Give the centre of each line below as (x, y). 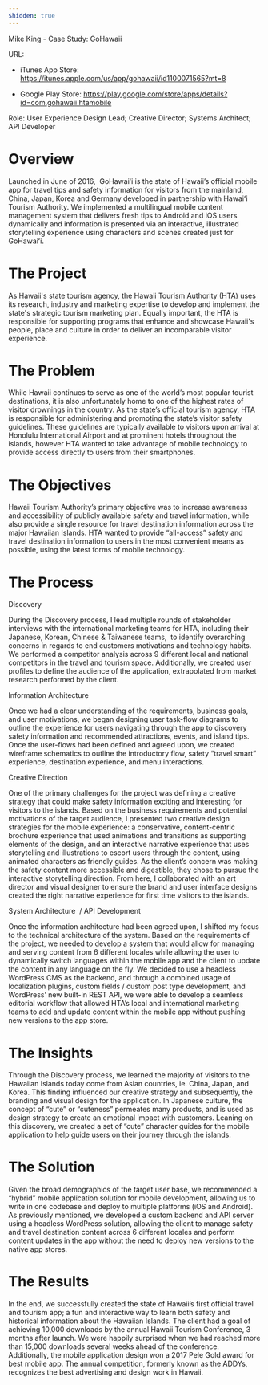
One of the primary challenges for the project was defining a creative (122, 793)
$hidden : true (32, 16)
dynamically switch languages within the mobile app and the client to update (134, 961)
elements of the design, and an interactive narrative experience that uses (129, 845)
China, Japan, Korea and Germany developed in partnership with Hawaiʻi (128, 198)
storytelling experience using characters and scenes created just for (121, 232)
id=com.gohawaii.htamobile (66, 102)
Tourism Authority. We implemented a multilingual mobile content (116, 206)
